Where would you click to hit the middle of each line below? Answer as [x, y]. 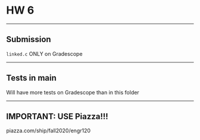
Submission [29, 39]
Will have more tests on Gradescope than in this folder [73, 92]
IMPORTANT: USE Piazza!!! [57, 116]
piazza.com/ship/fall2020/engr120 [49, 131]
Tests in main [31, 78]
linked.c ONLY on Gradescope [44, 53]
